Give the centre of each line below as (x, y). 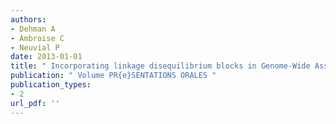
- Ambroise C (37, 38)
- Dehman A (33, 29)
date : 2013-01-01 (46, 57)
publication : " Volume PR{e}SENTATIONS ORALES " (113, 76)
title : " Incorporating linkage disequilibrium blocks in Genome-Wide (160, 66)
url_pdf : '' (35, 103)
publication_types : (51, 85)
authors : (28, 19)
